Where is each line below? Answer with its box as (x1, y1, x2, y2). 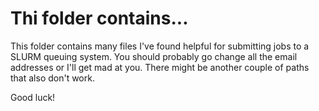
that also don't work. (10, 72, 95, 84)
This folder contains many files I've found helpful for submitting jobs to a (10, 40, 310, 52)
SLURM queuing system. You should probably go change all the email (10, 50, 298, 62)
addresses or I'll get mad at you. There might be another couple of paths (10, 61, 310, 73)
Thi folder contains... (10, 7, 189, 30)
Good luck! (10, 91, 56, 103)
